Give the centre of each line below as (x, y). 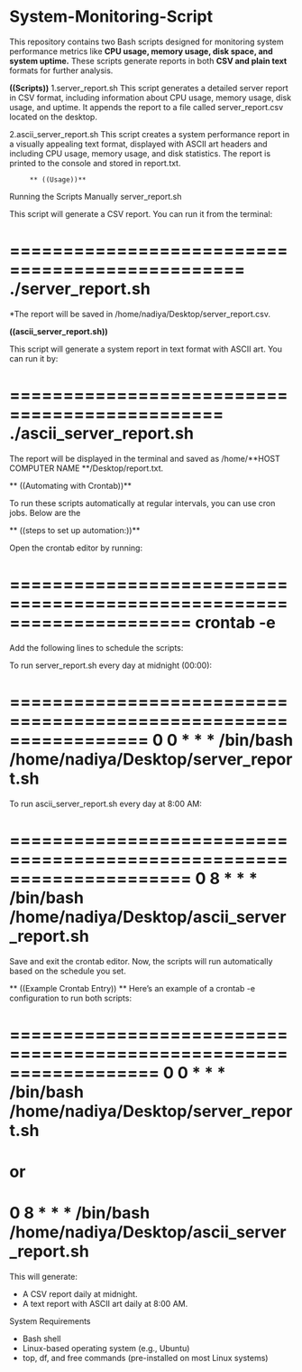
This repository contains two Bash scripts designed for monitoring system (146, 42)
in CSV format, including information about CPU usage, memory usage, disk (150, 98)
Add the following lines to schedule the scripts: (96, 647)
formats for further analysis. (61, 70)
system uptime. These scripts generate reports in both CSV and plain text (148, 61)
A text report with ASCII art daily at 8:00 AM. (105, 1303)
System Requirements (50, 1320)
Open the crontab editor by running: (76, 548)
